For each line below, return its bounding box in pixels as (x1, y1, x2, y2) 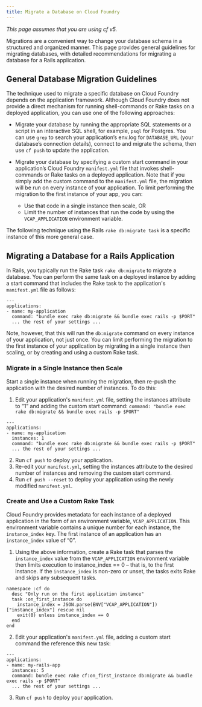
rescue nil (57, 607, 85, 613)
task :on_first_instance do (11, 596, 83, 602)
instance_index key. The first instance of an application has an (6, 530, 162, 537)
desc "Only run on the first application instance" (11, 591, 145, 597)
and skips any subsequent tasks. (14, 574, 97, 581)
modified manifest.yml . (14, 482, 73, 489)
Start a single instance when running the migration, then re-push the (6, 377, 177, 385)
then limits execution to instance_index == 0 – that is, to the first (14, 561, 174, 569)
